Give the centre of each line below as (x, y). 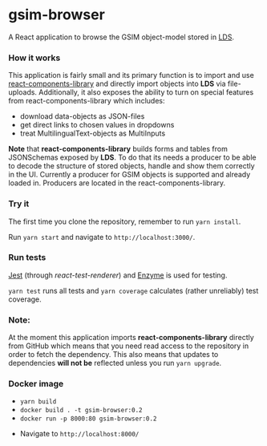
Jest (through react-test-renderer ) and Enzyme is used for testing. (118, 275)
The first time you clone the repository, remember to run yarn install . (125, 221)
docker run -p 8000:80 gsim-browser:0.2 (88, 419)
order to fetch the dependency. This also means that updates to (113, 355)
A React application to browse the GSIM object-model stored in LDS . (121, 37)
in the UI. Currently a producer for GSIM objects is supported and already (129, 175)
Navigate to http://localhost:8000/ (79, 434)
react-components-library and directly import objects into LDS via (117, 84)
